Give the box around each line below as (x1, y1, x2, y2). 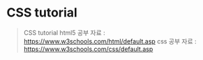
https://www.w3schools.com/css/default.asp (23, 45, 153, 53)
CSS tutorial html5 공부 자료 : (23, 28, 105, 37)
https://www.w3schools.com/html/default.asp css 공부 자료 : (23, 37, 197, 46)
